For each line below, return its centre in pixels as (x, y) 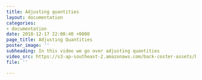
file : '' (17, 62)
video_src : (20, 57)
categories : (21, 23)
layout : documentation (35, 17)
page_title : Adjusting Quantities (50, 40)
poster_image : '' (28, 46)
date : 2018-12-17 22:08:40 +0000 (48, 34)
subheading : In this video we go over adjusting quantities (83, 51)
